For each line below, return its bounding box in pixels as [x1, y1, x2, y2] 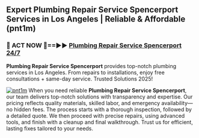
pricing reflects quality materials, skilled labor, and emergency [6, 99, 161, 106]
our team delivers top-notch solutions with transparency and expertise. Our [6, 93, 193, 100]
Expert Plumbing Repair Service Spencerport [6, 5, 179, 15]
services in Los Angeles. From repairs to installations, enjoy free [6, 69, 165, 76]
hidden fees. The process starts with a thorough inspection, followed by [14, 106, 192, 113]
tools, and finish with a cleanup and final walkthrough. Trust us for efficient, [6, 118, 194, 125]
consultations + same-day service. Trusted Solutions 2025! [6, 75, 153, 82]
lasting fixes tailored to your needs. [6, 125, 94, 132]
